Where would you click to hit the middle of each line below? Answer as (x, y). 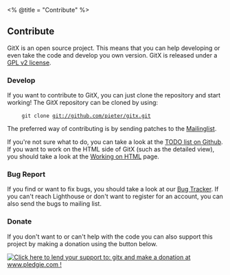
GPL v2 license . (29, 62)
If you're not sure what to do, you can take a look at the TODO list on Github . (115, 142)
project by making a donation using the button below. (82, 243)
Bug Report (26, 174)
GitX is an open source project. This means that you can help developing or (114, 48)
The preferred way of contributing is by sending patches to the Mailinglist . (112, 129)
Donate (20, 222)
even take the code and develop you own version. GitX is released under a (112, 55)
